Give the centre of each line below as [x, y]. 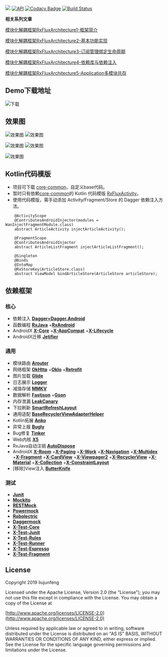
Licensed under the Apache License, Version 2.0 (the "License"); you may [83, 592]
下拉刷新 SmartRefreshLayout [45, 408]
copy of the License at [29, 603]
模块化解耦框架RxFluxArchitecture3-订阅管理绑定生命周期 [65, 51]
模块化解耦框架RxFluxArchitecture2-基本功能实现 [57, 40]
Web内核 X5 [26, 440]
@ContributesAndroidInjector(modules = [57, 221]
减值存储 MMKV [30, 389]
